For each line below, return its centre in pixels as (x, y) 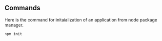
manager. (14, 25)
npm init (13, 34)
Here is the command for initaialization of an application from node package (81, 20)
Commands (23, 8)
